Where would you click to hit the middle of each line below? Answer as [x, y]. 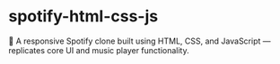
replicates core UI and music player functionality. [99, 50]
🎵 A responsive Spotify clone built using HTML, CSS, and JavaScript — [140, 41]
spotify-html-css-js [83, 16]
